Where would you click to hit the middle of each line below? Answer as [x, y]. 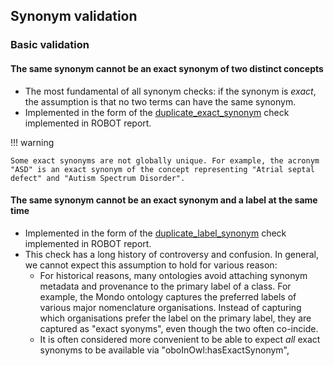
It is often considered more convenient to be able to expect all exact [180, 339]
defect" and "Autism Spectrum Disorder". [98, 178]
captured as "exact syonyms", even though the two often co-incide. [179, 328]
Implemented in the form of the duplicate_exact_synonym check [157, 112]
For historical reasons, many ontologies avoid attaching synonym [173, 275]
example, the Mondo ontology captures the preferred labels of [168, 296]
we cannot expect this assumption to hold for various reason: [151, 265]
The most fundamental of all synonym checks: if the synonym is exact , [170, 91]
